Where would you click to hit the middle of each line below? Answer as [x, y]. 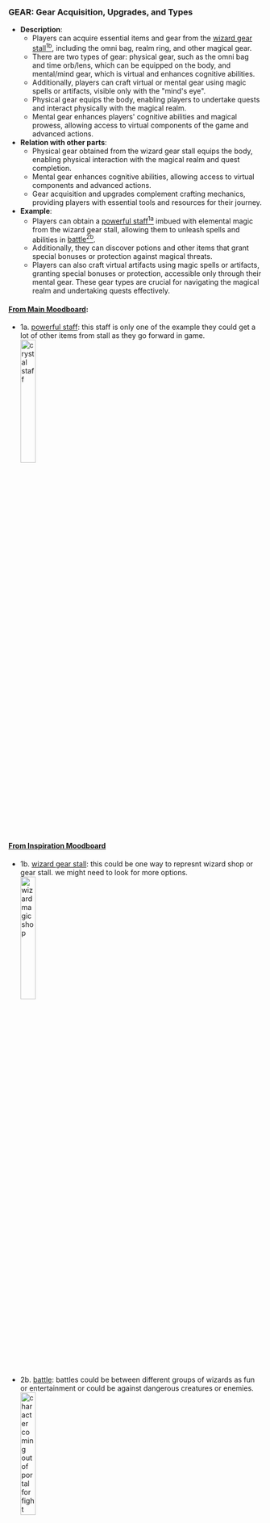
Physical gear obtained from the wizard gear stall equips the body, [142, 151]
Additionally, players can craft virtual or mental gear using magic [139, 82]
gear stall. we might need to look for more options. [104, 872]
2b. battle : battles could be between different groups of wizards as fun [137, 1379]
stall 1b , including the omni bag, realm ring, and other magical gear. [142, 47]
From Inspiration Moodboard [57, 846]
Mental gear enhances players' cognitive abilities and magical [135, 116]
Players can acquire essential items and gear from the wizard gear [142, 38]
